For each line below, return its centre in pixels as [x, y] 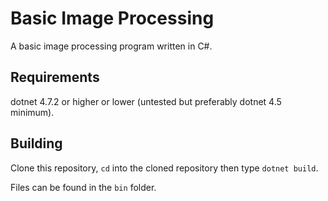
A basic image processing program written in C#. [111, 46]
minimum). [32, 112]
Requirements [55, 77]
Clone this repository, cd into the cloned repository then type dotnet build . [164, 168]
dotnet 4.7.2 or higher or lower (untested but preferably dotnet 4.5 [146, 101]
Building [36, 143]
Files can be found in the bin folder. [83, 187]
